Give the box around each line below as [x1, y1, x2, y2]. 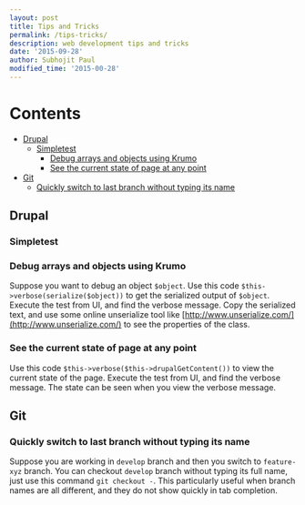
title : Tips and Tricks [9, 22, 100, 31]
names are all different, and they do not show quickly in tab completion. [9, 485, 278, 496]
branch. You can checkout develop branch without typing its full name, [24, 466, 289, 477]
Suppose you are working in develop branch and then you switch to [9, 456, 262, 467]
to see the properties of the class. [123, 319, 250, 330]
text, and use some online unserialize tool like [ [9, 309, 186, 320]
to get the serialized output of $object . [126, 290, 270, 301]
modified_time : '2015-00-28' [9, 65, 120, 74]
